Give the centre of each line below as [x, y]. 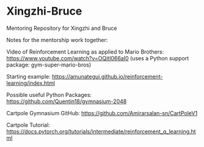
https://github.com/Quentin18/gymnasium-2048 [67, 101]
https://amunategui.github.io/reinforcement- [107, 76]
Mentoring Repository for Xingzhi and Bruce [62, 28]
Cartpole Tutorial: [28, 125]
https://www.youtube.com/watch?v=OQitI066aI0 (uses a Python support [98, 58]
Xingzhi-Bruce [44, 11]
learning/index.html [31, 83]
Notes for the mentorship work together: [57, 40]
